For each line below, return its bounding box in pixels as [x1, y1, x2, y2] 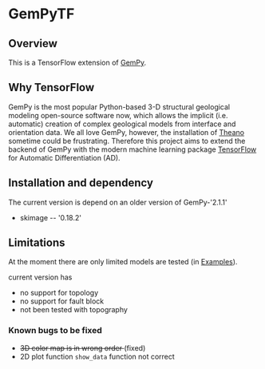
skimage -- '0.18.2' [19, 212, 82, 222]
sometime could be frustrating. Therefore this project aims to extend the [8, 136, 246, 145]
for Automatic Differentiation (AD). [8, 153, 121, 162]
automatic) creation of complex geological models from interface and [8, 119, 236, 129]
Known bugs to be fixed [8, 325, 102, 336]
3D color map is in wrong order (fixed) [19, 343, 146, 352]
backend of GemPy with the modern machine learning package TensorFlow [8, 145, 257, 154]
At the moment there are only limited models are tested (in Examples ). [8, 257, 238, 267]
